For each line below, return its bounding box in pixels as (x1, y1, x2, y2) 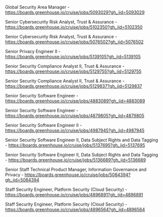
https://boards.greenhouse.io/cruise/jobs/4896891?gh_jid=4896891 (5, 192, 144, 197)
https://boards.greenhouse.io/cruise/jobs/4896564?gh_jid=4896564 (5, 207, 145, 212)
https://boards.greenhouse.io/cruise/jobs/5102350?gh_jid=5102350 (5, 24, 143, 30)
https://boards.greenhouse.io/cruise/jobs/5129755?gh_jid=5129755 (5, 68, 142, 74)
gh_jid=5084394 (5, 177, 39, 183)
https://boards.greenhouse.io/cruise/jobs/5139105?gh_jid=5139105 (5, 54, 141, 60)
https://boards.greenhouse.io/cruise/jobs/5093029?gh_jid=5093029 (5, 9, 145, 15)
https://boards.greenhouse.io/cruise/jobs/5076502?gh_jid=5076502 (5, 39, 144, 45)
